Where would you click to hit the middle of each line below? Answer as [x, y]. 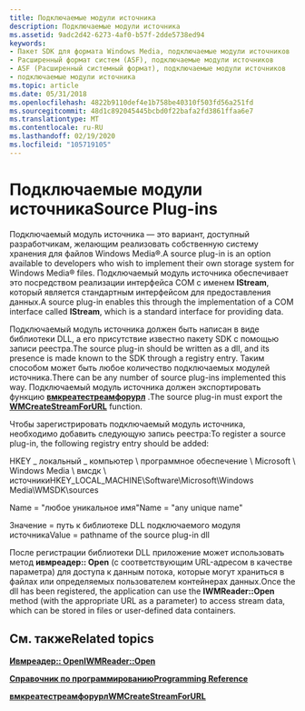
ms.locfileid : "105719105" [60, 145]
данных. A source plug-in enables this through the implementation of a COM [152, 302]
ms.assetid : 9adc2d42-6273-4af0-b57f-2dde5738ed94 [107, 35]
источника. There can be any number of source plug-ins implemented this [148, 377]
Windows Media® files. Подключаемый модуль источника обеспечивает [149, 273]
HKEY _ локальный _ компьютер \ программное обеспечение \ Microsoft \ [152, 461]
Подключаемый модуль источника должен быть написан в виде [135, 329]
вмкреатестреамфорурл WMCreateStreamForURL [108, 696]
